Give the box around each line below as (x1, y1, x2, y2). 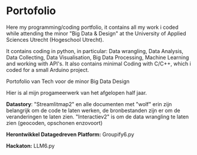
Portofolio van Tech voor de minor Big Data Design (6, 78, 130, 85)
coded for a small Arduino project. (6, 66, 89, 73)
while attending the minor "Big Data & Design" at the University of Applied (6, 29, 186, 37)
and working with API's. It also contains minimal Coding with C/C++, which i (6, 60, 191, 67)
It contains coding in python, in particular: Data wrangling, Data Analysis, (6, 47, 183, 54)
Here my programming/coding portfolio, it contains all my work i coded (6, 24, 179, 31)
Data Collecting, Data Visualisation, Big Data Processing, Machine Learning (6, 54, 189, 61)
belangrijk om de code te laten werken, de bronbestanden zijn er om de (6, 107, 180, 114)
